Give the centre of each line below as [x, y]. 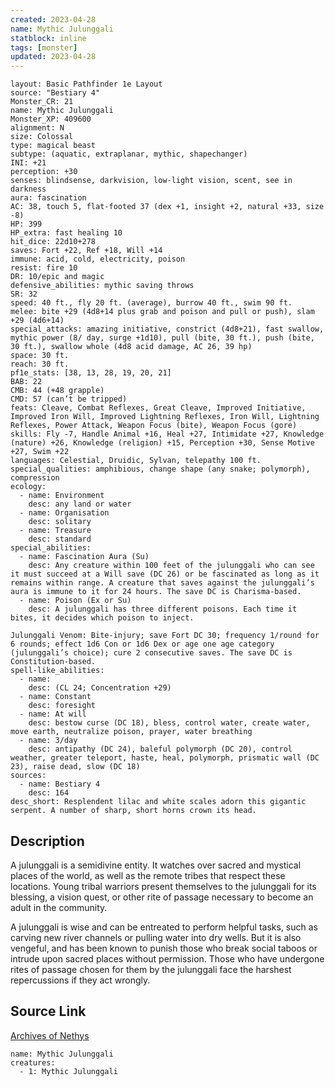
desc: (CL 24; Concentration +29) [100, 688]
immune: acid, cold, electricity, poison [98, 259]
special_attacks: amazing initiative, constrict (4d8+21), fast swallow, [167, 329]
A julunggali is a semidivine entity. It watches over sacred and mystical [156, 865]
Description [47, 841]
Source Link [48, 1011]
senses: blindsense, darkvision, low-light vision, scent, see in [151, 181]
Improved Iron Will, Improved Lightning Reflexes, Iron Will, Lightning [165, 417]
